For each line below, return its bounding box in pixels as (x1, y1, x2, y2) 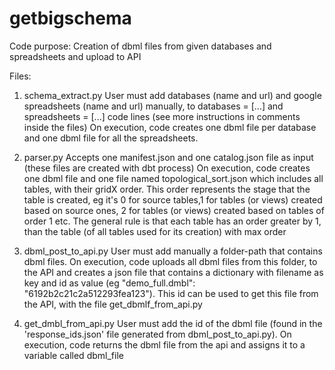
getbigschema (9, 7, 132, 30)
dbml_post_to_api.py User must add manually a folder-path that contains (23, 245, 323, 257)
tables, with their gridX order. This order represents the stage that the (23, 183, 311, 195)
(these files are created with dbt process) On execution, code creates (23, 162, 311, 174)
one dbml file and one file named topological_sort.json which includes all (23, 172, 324, 184)
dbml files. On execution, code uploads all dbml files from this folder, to (23, 255, 318, 267)
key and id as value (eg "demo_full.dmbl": (23, 277, 196, 289)
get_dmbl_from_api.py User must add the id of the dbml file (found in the (23, 317, 323, 329)
